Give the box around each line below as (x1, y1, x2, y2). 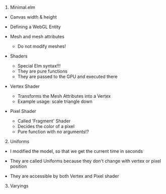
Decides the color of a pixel (17, 123, 74, 129)
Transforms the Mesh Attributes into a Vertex (17, 93, 111, 99)
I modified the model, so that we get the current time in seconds (10, 148, 143, 154)
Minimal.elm (10, 5, 35, 10)
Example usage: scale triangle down (17, 98, 93, 104)
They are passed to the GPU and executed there (17, 74, 118, 80)
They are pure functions (17, 68, 68, 74)
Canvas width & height (10, 14, 57, 20)
